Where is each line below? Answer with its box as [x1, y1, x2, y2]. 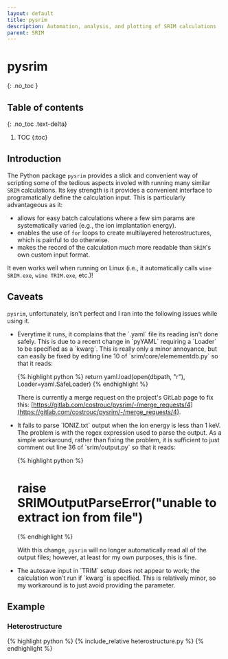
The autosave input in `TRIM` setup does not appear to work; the [16, 566, 201, 574]
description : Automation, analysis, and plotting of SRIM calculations [7, 23, 216, 30]
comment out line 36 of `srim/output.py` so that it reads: [16, 443, 176, 451]
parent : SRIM [7, 29, 45, 36]
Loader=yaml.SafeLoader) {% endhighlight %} [16, 380, 149, 388]
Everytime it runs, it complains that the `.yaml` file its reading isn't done [16, 329, 218, 338]
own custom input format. [16, 250, 91, 259]
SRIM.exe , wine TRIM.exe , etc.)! [7, 271, 94, 279]
